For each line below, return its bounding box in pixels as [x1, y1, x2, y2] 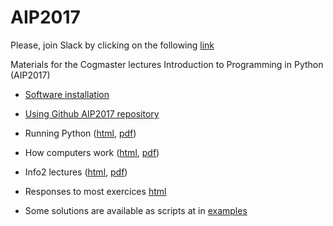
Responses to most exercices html [24, 185, 167, 197]
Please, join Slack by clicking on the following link [10, 39, 215, 51]
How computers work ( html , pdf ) [24, 146, 160, 158]
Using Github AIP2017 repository [24, 107, 160, 120]
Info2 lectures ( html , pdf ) [24, 166, 128, 178]
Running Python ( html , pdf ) [24, 127, 137, 139]
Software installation [24, 88, 110, 100]
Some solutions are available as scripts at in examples [24, 204, 248, 216]
